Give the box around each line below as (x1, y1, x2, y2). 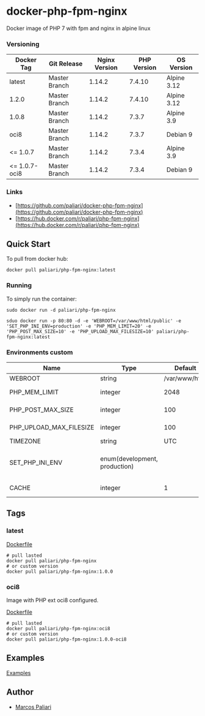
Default (174, 363, 196, 372)
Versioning (6, 40, 40, 48)
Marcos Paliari (15, 703, 52, 710)
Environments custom (6, 348, 73, 356)
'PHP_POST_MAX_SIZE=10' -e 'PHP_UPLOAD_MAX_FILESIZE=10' (6, 328, 154, 334)
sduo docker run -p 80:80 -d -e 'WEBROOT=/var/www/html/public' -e (6, 317, 182, 324)
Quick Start (6, 239, 51, 249)
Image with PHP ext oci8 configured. (6, 596, 99, 604)
